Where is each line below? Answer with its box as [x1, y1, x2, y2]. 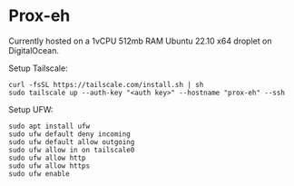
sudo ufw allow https [8, 161, 91, 171]
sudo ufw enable [8, 169, 70, 178]
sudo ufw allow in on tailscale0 [8, 145, 135, 154]
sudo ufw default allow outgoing [8, 137, 135, 146]
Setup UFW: [8, 103, 54, 114]
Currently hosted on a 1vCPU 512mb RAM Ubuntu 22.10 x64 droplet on [8, 35, 272, 46]
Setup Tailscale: [8, 63, 69, 73]
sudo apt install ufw [8, 122, 91, 131]
